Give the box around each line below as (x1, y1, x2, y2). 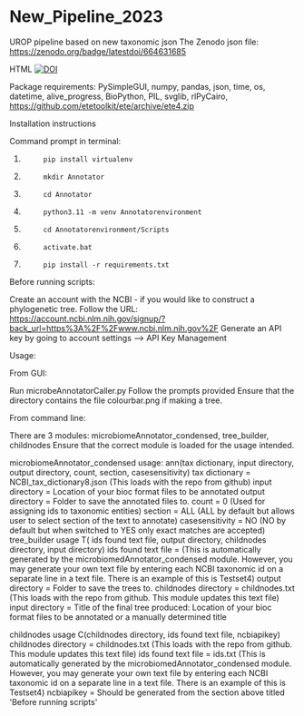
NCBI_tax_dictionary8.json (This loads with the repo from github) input (9, 476, 272, 487)
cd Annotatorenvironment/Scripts (43, 225, 170, 234)
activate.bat (43, 242, 93, 251)
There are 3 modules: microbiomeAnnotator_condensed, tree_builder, (9, 429, 270, 441)
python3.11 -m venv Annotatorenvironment (43, 207, 202, 217)
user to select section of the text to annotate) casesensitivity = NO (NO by (9, 515, 287, 525)
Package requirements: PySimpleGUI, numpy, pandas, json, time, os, (9, 81, 266, 92)
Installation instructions (9, 118, 97, 129)
